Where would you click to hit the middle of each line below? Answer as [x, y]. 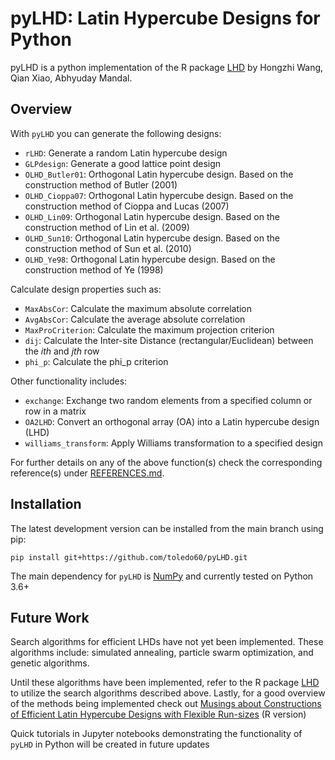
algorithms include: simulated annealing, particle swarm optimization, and [162, 653]
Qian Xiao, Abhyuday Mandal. [71, 78]
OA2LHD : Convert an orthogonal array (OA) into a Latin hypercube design [172, 421]
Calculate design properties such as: [86, 289]
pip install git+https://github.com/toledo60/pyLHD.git [129, 557]
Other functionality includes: [69, 381]
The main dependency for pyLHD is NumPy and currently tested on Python [162, 576]
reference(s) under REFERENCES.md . [87, 473]
